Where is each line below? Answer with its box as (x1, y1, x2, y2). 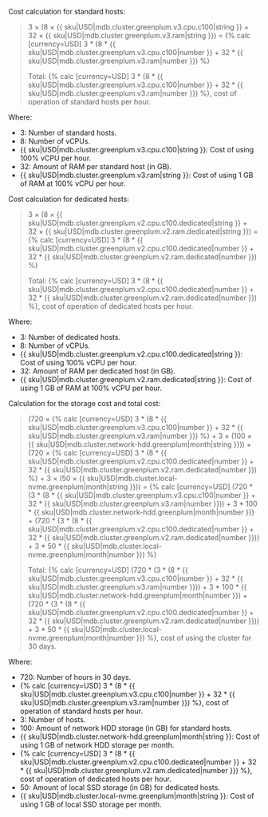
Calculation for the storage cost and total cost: (8, 399, 161, 408)
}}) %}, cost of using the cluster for (136, 633, 252, 642)
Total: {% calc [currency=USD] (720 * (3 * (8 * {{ (27, 566, 189, 574)
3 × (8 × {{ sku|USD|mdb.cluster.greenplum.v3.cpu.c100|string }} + (27, 22, 250, 31)
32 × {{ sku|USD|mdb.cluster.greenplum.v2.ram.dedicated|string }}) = (27, 227, 258, 236)
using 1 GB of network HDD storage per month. (19, 740, 175, 749)
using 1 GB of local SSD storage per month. (19, 799, 162, 809)
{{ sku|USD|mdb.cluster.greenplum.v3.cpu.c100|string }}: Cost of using (19, 145, 254, 154)
